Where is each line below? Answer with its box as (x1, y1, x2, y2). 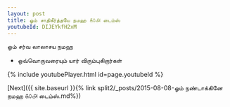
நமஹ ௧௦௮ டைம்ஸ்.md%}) (7, 92, 82, 100)
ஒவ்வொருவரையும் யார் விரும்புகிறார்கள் (17, 57, 122, 65)
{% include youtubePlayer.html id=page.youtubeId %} (7, 71, 164, 79)
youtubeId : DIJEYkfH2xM (7, 23, 77, 30)
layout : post (7, 10, 46, 17)
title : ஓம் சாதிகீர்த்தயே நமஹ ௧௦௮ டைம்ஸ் (7, 17, 121, 24)
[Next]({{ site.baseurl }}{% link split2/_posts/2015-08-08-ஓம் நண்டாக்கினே (7, 84, 223, 92)
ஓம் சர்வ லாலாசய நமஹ (7, 43, 74, 51)
